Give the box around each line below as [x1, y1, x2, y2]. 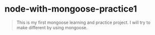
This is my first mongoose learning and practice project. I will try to [16, 19, 151, 25]
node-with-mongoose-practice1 [4, 3, 137, 15]
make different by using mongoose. [16, 24, 88, 30]
